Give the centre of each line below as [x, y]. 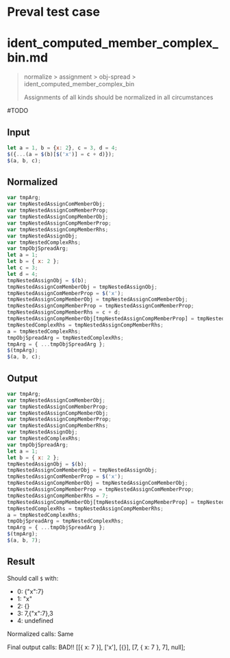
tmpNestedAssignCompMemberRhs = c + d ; [64, 312]
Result [21, 562]
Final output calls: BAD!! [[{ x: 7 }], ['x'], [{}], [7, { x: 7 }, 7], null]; [96, 647]
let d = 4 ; [23, 274]
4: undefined [35, 620]
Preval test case [54, 12]
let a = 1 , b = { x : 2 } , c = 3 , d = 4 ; [63, 148]
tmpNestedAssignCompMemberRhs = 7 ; [58, 496]
